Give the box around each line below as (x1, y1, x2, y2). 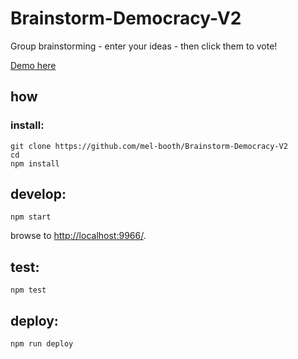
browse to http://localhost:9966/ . (10, 230, 147, 242)
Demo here (10, 59, 57, 71)
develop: (10, 186, 67, 203)
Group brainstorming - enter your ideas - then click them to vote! (10, 40, 278, 52)
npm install (10, 158, 60, 169)
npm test (10, 285, 47, 296)
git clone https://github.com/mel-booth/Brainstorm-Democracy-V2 (10, 141, 288, 151)
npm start (10, 212, 52, 222)
